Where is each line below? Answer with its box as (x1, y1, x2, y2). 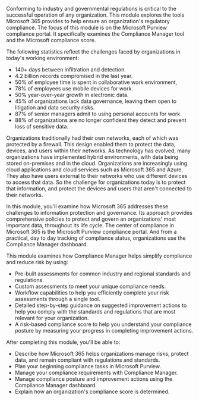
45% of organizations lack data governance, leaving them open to (14, 98, 177, 105)
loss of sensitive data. (14, 123, 69, 130)
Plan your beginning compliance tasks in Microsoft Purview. (14, 363, 162, 369)
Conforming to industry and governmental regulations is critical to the (6, 5, 176, 12)
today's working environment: (6, 55, 79, 61)
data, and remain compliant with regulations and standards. (14, 356, 160, 364)
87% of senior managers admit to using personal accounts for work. (14, 110, 182, 117)
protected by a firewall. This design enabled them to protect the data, (6, 141, 176, 148)
